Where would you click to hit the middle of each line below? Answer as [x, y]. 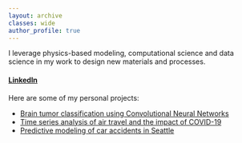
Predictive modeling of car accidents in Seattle [97, 130]
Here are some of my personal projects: [74, 97]
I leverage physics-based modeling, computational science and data [121, 54]
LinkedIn [23, 80]
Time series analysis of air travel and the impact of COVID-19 [121, 121]
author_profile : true [44, 30]
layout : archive [35, 16]
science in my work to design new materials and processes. [107, 62]
